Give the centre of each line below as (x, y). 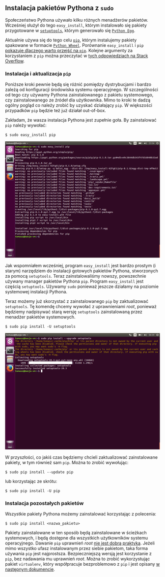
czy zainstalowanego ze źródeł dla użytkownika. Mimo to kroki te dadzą (78, 100)
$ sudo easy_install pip (30, 135)
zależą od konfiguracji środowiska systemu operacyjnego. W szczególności (82, 90)
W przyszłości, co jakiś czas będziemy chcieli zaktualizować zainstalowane (82, 457)
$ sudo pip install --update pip (39, 472)
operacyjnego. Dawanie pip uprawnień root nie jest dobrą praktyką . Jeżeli (80, 543)
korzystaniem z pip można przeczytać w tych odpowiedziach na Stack (77, 56)
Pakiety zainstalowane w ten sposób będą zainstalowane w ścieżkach (76, 533)
